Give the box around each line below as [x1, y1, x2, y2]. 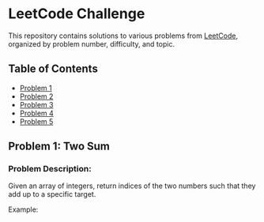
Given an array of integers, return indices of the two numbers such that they [8, 181, 256, 190]
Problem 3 [19, 100, 54, 109]
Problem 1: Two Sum [8, 140, 111, 153]
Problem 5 [19, 116, 54, 126]
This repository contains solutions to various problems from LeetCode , [8, 31, 239, 40]
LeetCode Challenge [8, 5, 145, 23]
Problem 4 [19, 108, 54, 118]
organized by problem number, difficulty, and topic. [8, 39, 175, 48]
